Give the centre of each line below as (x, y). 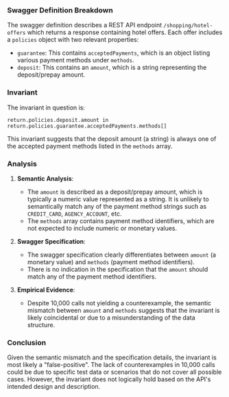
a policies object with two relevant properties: (73, 40)
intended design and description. (54, 387)
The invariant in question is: (46, 107)
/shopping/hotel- (188, 26)
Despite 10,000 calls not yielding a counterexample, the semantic (119, 303)
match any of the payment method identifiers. (92, 277)
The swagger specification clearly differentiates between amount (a (122, 255)
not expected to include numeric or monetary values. (102, 228)
